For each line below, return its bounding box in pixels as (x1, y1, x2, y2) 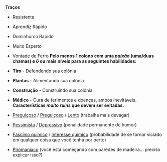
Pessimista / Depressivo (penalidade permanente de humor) (12, 122, 137, 127)
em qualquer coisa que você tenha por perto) (12, 137, 106, 142)
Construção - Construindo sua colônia (12, 87, 93, 93)
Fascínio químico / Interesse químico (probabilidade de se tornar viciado (12, 131, 162, 137)
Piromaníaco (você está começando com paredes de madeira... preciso (12, 146, 160, 152)
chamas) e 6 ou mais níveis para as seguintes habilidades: (12, 58, 137, 64)
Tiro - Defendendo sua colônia (12, 68, 76, 74)
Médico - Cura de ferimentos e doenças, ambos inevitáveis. (12, 97, 137, 103)
